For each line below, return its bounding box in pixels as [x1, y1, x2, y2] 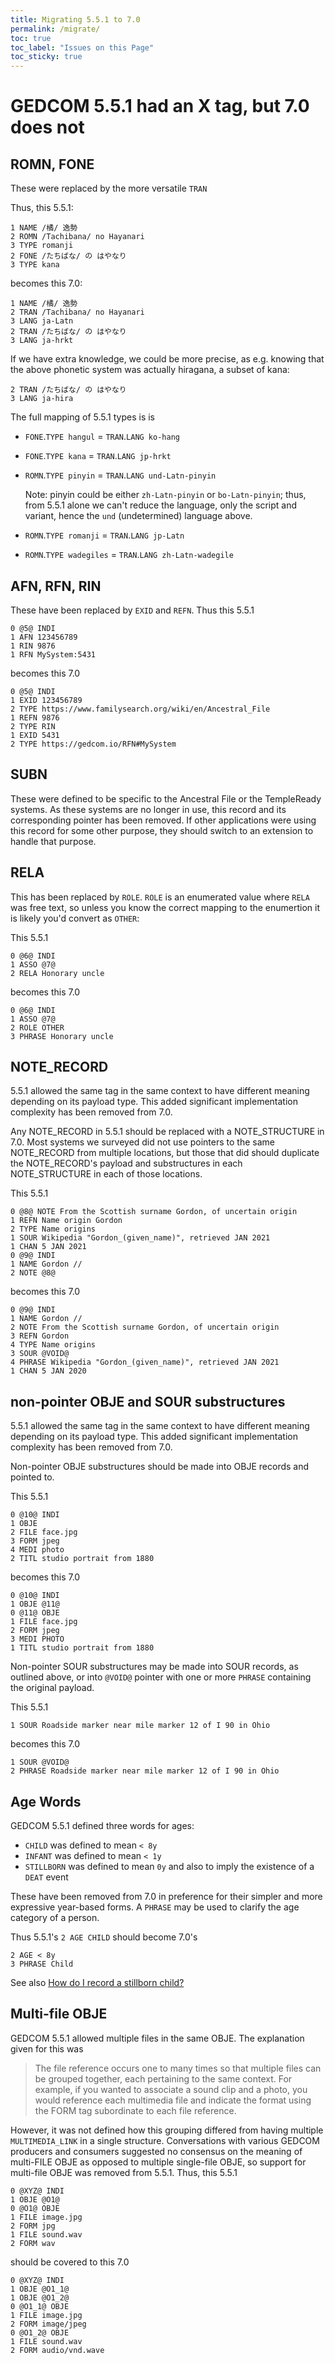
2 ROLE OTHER [10, 1022, 65, 1033]
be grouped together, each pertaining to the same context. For [34, 2072, 293, 2085]
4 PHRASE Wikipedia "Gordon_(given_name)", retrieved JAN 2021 [10, 1357, 280, 1368]
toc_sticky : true [10, 52, 83, 62]
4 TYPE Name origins [10, 1340, 97, 1350]
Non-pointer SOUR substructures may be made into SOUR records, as [10, 1661, 299, 1673]
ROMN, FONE [10, 156, 95, 173]
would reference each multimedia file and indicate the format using [34, 2094, 312, 2106]
